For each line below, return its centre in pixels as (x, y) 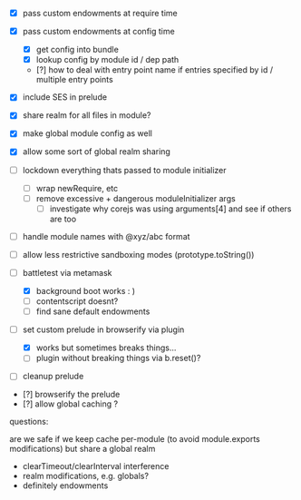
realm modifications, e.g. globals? (86, 476)
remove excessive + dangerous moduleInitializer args (136, 198)
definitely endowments (65, 485)
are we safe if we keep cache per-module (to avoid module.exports (135, 439)
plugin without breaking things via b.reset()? (118, 358)
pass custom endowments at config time (98, 32)
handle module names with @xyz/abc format (106, 236)
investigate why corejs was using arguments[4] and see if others (170, 209)
